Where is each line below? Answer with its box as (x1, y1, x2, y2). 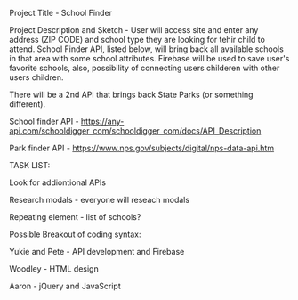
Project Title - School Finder (9, 8, 113, 18)
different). (9, 99, 46, 109)
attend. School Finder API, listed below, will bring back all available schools (9, 44, 285, 54)
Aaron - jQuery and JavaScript (9, 280, 122, 291)
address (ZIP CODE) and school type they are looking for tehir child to (9, 35, 265, 45)
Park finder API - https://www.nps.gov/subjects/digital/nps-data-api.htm (9, 142, 274, 153)
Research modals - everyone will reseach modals (9, 195, 189, 205)
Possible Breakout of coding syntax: (9, 229, 141, 239)
